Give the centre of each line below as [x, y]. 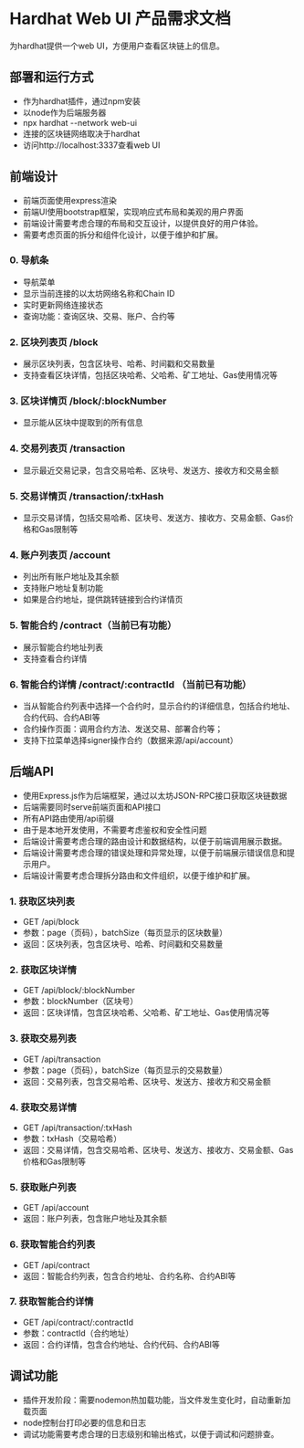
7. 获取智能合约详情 [52, 1302]
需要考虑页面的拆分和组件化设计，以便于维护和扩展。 [123, 235]
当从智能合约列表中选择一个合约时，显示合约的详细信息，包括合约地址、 [158, 706]
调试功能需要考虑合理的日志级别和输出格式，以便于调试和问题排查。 [151, 1433]
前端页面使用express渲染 [69, 200]
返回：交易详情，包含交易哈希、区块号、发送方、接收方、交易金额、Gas [158, 1149]
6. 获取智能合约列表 [52, 1244]
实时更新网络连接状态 [63, 304]
